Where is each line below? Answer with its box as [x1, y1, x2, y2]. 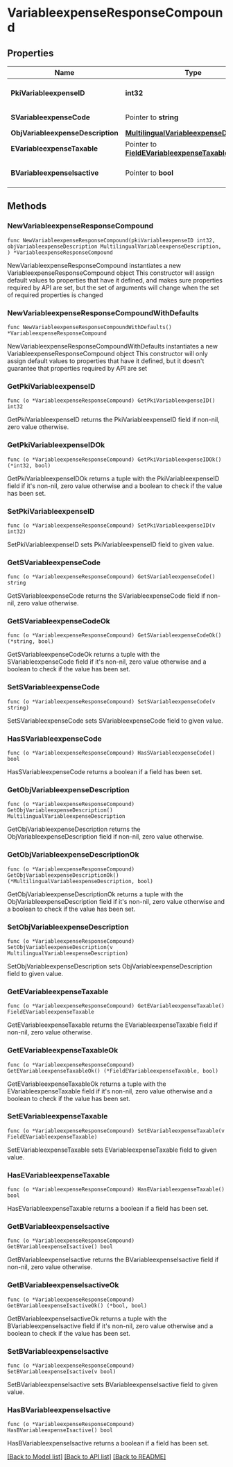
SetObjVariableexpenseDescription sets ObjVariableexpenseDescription [7, 962, 213, 970]
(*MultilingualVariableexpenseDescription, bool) [7, 878, 154, 885]
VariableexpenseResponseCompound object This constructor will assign [7, 269, 215, 277]
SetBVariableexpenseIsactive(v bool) [7, 1368, 116, 1375]
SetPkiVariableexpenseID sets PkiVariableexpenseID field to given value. [7, 540, 214, 548]
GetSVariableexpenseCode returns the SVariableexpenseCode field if [7, 592, 206, 600]
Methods [7, 200, 47, 212]
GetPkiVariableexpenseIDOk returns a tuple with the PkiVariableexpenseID [7, 474, 220, 483]
